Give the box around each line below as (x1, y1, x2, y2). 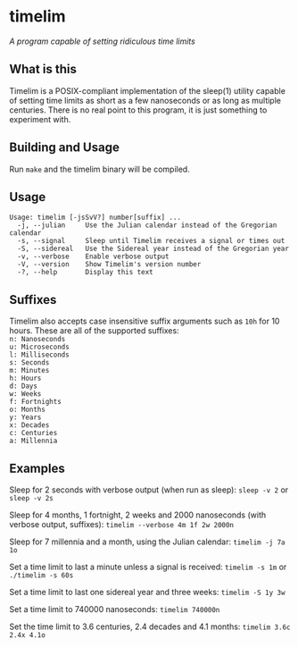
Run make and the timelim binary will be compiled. (9, 164, 190, 174)
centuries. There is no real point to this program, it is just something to (9, 105, 268, 115)
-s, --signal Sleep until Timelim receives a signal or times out (17, 237, 286, 246)
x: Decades (9, 421, 50, 430)
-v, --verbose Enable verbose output (17, 252, 170, 261)
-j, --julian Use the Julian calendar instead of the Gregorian (17, 221, 277, 230)
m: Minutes (9, 366, 50, 375)
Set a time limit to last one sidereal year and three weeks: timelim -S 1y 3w (9, 587, 286, 597)
